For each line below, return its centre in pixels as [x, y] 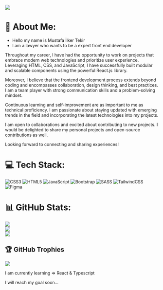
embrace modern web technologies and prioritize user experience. [72, 60]
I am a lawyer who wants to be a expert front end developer [72, 45]
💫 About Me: [31, 27]
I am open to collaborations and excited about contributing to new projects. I [81, 125]
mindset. [14, 95]
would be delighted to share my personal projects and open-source [72, 129]
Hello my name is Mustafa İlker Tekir [48, 40]
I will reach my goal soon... [32, 282]
